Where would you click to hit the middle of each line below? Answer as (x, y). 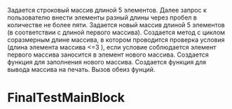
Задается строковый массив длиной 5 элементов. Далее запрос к (107, 10)
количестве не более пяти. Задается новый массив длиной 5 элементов (116, 25)
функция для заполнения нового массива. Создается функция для (107, 62)
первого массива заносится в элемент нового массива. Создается (108, 54)
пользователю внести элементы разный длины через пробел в (102, 17)
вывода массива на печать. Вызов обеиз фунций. (81, 70)
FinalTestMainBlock (66, 98)
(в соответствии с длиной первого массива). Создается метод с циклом (116, 32)
